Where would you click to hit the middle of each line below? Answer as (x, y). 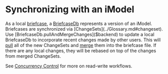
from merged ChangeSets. (33, 56)
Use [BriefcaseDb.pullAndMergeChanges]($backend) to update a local (80, 34)
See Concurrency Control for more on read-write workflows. (69, 66)
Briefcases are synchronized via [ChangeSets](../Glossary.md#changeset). (84, 29)
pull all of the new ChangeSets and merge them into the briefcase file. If (81, 45)
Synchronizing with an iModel (70, 9)
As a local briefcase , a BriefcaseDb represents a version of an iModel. (79, 23)
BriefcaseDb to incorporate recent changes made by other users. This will (83, 40)
